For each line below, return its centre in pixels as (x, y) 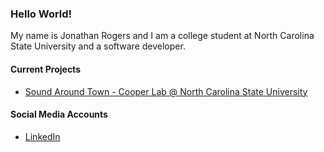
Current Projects (45, 69)
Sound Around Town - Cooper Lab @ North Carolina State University (166, 91)
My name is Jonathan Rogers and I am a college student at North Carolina (162, 36)
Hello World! (41, 14)
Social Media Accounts (59, 114)
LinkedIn (42, 136)
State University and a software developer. (98, 46)
